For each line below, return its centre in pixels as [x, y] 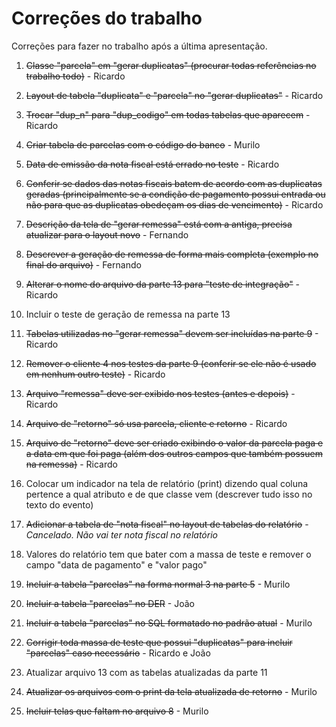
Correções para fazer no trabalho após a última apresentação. [139, 46]
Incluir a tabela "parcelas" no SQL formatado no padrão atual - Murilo [169, 623]
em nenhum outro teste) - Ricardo [95, 374]
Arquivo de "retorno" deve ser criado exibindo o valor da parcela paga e [174, 443]
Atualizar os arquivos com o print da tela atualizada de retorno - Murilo [171, 691]
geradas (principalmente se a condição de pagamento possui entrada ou [175, 194]
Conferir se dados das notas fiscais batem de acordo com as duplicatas [174, 183]
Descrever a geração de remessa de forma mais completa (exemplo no [172, 254]
